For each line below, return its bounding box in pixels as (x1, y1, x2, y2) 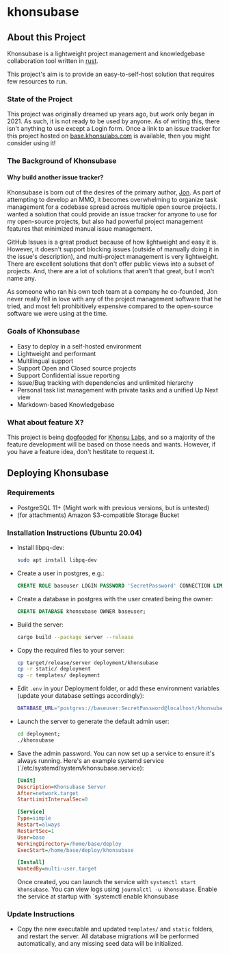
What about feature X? (7, 417, 84, 427)
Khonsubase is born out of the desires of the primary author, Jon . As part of (7, 188, 221, 197)
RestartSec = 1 (16, 827, 55, 834)
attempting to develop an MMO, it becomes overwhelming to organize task (7, 196, 217, 204)
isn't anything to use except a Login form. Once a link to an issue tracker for (7, 125, 221, 133)
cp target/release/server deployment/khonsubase (16, 659, 159, 666)
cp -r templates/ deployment (16, 672, 100, 679)
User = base (16, 833, 46, 841)
